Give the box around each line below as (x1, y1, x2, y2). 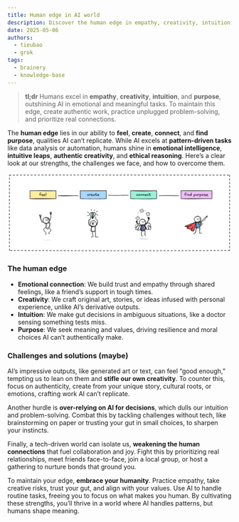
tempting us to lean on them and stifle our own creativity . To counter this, (7, 374, 225, 382)
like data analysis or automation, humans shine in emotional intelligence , (7, 143, 223, 152)
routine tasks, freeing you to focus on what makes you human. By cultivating (7, 491, 232, 500)
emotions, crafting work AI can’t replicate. (7, 389, 130, 398)
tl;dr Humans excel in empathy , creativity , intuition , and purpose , (24, 92, 222, 100)
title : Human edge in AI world (7, 11, 100, 19)
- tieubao (14, 41, 43, 49)
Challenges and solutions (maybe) (7, 350, 129, 360)
